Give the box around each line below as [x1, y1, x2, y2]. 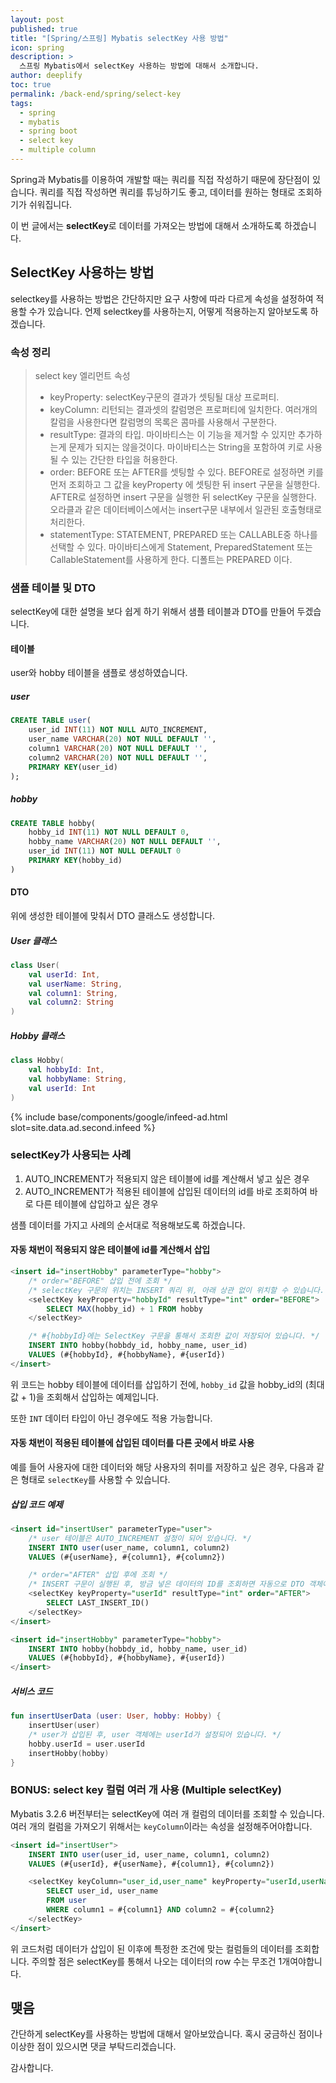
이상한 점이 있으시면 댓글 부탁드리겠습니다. [10, 2041, 177, 2053]
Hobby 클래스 [10, 1029, 65, 1041]
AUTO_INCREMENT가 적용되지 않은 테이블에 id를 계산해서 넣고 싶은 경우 [24, 1172, 310, 1185]
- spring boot [19, 126, 78, 136]
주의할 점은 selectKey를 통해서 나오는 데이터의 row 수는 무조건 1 [31, 1955, 283, 1967]
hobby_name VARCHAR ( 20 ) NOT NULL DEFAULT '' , [28, 837, 222, 847]
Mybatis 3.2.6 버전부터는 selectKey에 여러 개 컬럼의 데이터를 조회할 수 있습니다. [10, 1807, 325, 1820]
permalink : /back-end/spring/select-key [10, 89, 182, 99]
